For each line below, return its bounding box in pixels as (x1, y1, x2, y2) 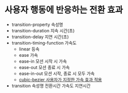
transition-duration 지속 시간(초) (11, 27, 75, 33)
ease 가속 (19, 52, 39, 58)
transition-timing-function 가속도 (11, 40, 77, 46)
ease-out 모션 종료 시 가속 (19, 64, 70, 70)
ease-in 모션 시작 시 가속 (19, 58, 67, 64)
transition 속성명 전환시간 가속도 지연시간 (11, 83, 91, 89)
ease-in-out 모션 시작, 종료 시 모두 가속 (19, 70, 95, 76)
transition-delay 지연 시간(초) (11, 34, 69, 40)
